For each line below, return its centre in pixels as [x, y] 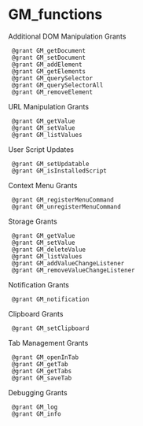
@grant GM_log [35, 407]
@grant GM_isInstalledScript [59, 171]
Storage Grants [33, 221]
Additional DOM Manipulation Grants [67, 36]
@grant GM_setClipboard [50, 328]
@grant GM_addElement [47, 65]
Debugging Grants [38, 392]
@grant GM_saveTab [42, 378]
